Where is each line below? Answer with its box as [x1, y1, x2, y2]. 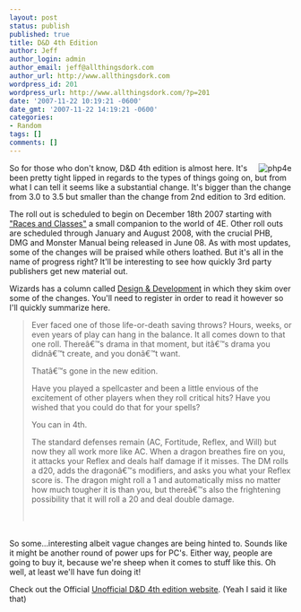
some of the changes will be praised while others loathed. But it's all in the [9, 246, 284, 257]
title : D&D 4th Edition [9, 38, 99, 47]
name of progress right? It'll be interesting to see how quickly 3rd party [9, 256, 272, 267]
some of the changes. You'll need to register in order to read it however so [9, 292, 284, 303]
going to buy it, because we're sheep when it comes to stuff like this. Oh [9, 556, 276, 567]
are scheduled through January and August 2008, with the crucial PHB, [9, 228, 273, 238]
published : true [9, 30, 70, 39]
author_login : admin [9, 55, 87, 64]
